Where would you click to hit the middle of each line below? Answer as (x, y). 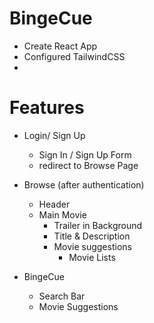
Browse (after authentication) (84, 184)
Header (54, 204)
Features (47, 108)
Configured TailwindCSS (74, 56)
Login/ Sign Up (54, 135)
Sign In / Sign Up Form (85, 154)
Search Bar (62, 296)
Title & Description (92, 236)
